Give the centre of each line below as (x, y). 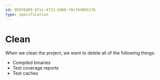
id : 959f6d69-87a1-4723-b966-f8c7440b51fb (50, 10)
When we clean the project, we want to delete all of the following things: (80, 53)
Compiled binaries (32, 62)
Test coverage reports (36, 68)
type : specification (27, 14)
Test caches (25, 73)
